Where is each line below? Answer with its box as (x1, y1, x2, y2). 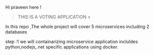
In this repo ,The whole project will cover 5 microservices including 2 (5, 23, 149, 29)
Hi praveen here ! (5, 4, 42, 10)
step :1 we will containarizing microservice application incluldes (5, 38, 138, 44)
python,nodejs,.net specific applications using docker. (5, 44, 118, 49)
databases (5, 29, 27, 34)
